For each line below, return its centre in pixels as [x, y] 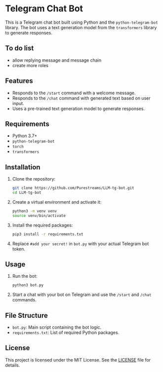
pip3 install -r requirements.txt [48, 234]
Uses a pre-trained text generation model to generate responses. [78, 109]
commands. [24, 300]
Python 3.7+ [25, 136]
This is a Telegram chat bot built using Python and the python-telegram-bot [81, 22]
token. [19, 249]
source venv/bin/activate [39, 216]
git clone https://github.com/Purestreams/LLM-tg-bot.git [73, 188]
